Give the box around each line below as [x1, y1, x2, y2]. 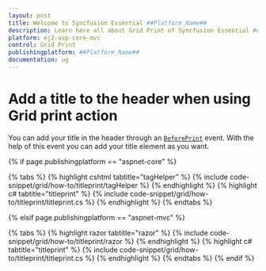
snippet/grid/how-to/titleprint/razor [8, 236, 123, 246]
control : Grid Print [8, 41, 77, 49]
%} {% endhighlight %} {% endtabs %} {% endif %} [84, 253, 255, 262]
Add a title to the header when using [8, 90, 251, 108]
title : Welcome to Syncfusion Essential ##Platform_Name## [8, 19, 207, 27]
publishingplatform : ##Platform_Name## [8, 48, 140, 56]
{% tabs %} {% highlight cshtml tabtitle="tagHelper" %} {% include [8, 172, 228, 181]
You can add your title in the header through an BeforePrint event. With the [8, 132, 255, 143]
